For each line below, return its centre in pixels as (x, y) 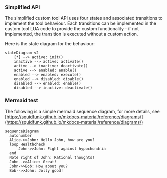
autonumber (21, 135)
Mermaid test (22, 100)
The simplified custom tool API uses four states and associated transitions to (84, 18)
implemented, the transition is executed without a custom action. (72, 34)
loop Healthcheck (28, 144)
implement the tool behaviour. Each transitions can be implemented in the (81, 23)
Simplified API (23, 7)
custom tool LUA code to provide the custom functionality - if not (72, 29)
